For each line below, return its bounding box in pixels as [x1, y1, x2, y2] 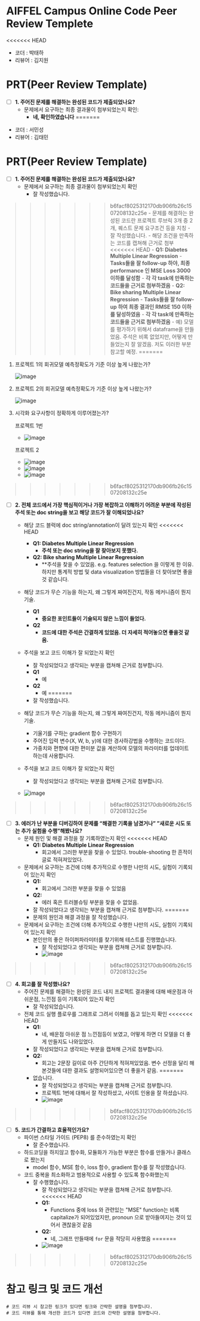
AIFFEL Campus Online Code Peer [6, 4, 177, 18]
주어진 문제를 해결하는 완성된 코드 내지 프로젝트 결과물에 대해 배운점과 [23, 988, 187, 995]
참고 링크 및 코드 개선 [6, 1283, 103, 1296]
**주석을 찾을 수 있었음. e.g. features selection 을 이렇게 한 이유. [41, 561, 194, 568]
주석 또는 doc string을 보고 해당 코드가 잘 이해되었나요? [14, 509, 144, 515]
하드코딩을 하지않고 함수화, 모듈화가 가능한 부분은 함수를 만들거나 [23, 1149, 176, 1156]
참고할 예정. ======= [110, 348, 163, 355]
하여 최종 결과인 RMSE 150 [118, 303, 181, 310]
